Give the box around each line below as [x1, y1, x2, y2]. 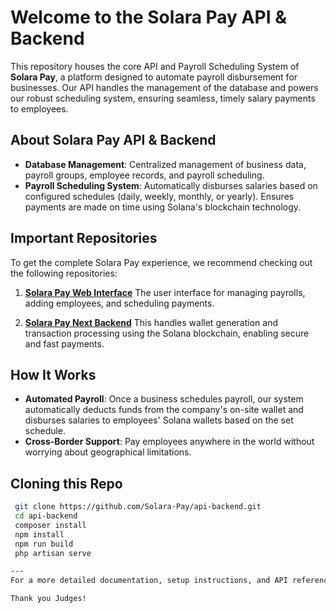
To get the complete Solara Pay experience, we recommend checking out [10, 256, 313, 268]
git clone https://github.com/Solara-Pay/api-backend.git [14, 502, 262, 512]
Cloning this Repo [10, 475, 123, 492]
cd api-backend [14, 511, 78, 521]
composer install [14, 520, 87, 530]
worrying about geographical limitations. [24, 446, 192, 458]
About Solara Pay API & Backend [10, 132, 217, 149]
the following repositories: [10, 267, 118, 279]
